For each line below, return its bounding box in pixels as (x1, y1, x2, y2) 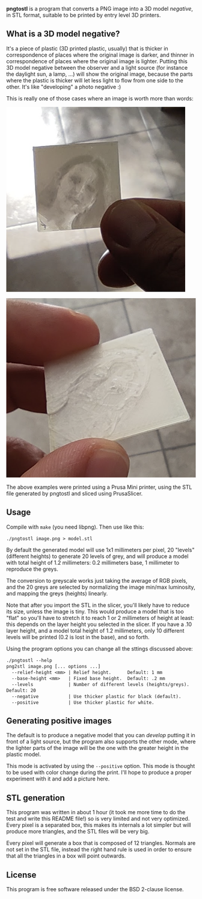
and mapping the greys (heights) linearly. (6, 589, 108, 597)
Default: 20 (6, 687, 36, 693)
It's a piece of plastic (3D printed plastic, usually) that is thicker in (6, 44, 168, 52)
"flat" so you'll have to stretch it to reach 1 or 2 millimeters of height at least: (6, 614, 194, 621)
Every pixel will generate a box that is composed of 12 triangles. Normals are (6, 839, 196, 847)
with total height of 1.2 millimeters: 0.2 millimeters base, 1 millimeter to (6, 559, 179, 566)
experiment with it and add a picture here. (6, 775, 110, 782)
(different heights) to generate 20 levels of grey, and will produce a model (6, 553, 189, 560)
